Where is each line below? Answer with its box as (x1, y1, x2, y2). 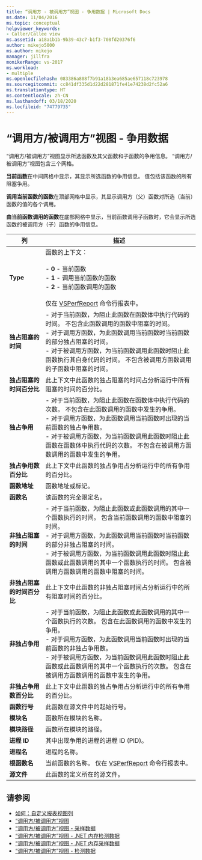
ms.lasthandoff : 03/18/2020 (6, 98, 77, 104)
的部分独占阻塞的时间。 (45, 338, 112, 346)
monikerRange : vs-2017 (6, 59, 63, 65)
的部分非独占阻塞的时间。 (45, 540, 118, 549)
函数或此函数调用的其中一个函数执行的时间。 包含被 (45, 558, 192, 567)
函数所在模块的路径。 (45, 725, 106, 734)
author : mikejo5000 (6, 43, 55, 49)
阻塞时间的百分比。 (51, 593, 106, 601)
